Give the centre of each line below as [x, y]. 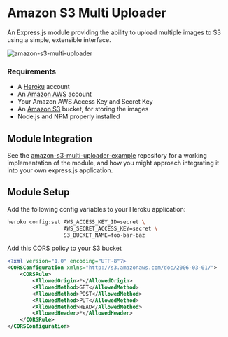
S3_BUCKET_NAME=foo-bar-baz [104, 235]
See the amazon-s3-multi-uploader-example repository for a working [107, 156]
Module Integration [50, 138]
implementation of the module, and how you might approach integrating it [113, 163]
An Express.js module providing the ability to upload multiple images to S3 [114, 32]
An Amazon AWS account [55, 94]
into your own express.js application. [60, 170]
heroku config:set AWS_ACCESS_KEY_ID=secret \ [76, 222]
